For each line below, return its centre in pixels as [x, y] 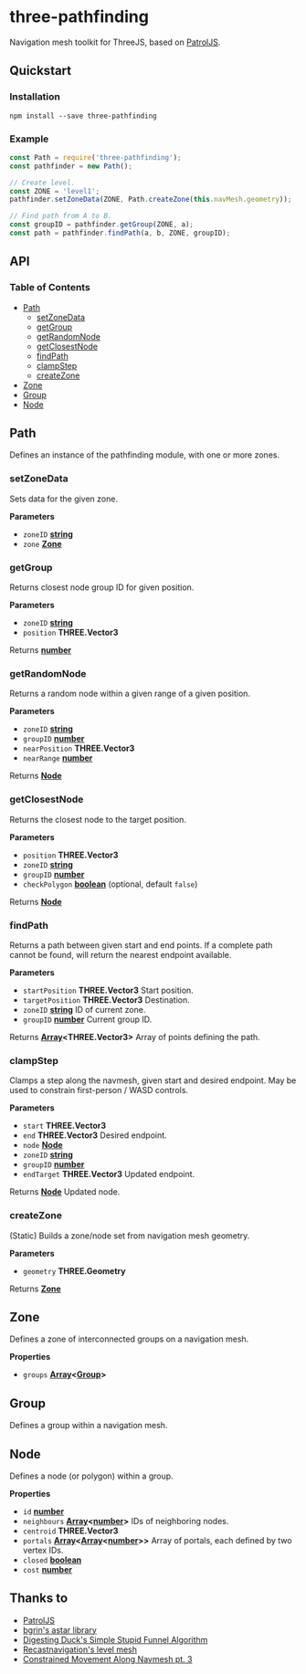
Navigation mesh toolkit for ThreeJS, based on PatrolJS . [115, 42]
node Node [42, 1145]
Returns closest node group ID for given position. [102, 587]
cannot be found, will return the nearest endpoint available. [121, 954]
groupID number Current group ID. [87, 1019]
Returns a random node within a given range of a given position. [130, 694]
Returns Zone [35, 1289]
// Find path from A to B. [61, 216]
